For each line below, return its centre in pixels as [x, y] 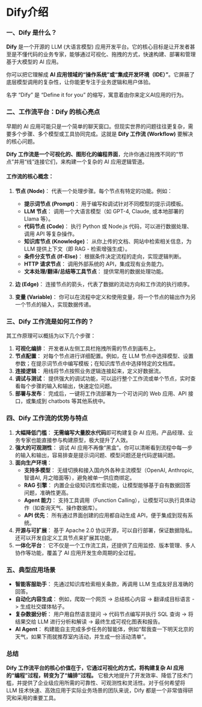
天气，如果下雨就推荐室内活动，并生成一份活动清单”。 [82, 636]
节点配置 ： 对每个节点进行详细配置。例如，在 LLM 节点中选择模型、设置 [104, 356]
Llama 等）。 [39, 219]
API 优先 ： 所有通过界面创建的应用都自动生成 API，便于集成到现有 [106, 515]
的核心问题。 [22, 141]
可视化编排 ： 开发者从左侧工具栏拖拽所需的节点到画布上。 [87, 349]
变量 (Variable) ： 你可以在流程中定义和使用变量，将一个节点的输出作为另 [106, 297]
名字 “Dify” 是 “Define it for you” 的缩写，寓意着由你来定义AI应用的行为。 [97, 95]
